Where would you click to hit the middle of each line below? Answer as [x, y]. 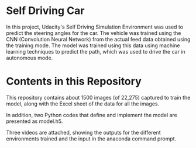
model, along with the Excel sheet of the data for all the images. [83, 104]
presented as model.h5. [35, 121]
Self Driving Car [45, 11]
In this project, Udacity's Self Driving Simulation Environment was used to [94, 27]
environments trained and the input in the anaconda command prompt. [91, 139]
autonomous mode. [30, 58]
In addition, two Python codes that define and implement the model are [92, 115]
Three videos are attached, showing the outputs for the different [83, 132]
